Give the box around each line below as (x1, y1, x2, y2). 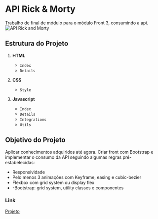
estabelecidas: (5, 159, 35, 165)
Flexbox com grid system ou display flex (12, 179, 95, 185)
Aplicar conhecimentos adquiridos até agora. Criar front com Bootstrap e (5, 149, 154, 155)
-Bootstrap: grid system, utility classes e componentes (12, 184, 124, 191)
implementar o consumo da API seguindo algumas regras (5, 154, 122, 160)
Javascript (12, 96, 35, 102)
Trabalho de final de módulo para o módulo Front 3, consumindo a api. (5, 20, 148, 26)
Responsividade (12, 169, 45, 175)
